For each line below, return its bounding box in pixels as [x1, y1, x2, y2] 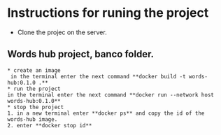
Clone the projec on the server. [17, 28, 107, 36]
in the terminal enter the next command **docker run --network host [7, 91, 215, 99]
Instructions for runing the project [7, 5, 209, 21]
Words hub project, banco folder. [7, 48, 155, 60]
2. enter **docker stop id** [7, 122, 92, 129]
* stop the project [7, 104, 64, 111]
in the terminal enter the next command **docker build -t [10, 73, 187, 80]
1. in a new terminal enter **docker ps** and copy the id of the [7, 110, 205, 117]
